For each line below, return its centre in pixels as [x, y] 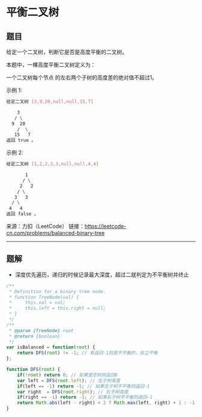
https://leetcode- [106, 226]
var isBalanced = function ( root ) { [51, 347]
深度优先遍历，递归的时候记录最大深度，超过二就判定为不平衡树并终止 [102, 275]
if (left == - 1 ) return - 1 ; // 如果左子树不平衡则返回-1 [84, 386]
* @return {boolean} [35, 336]
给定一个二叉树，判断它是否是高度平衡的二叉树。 [67, 52]
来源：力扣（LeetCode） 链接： [46, 226]
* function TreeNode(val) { [44, 297]
